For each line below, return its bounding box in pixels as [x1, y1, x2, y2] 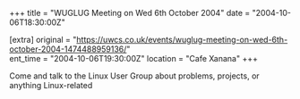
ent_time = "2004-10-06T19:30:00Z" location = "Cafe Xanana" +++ [9, 54, 258, 63]
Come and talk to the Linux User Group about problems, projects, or [9, 70, 260, 81]
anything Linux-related [9, 80, 93, 90]
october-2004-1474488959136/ [9, 44, 127, 54]
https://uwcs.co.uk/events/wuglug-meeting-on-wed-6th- [75, 35, 288, 45]
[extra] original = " [9, 35, 77, 45]
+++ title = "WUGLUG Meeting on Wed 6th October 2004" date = [9, 8, 251, 18]
